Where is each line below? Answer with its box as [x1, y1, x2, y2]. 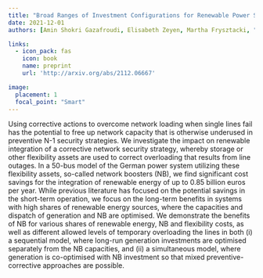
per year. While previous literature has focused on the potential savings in [8, 186, 245, 196]
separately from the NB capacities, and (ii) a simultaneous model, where [8, 244, 241, 254]
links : [8, 40, 30, 48]
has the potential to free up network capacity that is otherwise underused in [8, 128, 253, 137]
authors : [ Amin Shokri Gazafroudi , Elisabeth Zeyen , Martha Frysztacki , [8, 26, 250, 34]
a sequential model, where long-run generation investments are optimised [8, 236, 247, 245]
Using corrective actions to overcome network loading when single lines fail [8, 119, 253, 129]
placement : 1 [15, 91, 58, 99]
